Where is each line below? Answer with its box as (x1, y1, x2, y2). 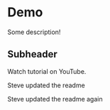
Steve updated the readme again (7, 94, 103, 103)
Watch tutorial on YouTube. (7, 67, 87, 75)
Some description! (7, 28, 61, 36)
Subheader (7, 48, 58, 60)
